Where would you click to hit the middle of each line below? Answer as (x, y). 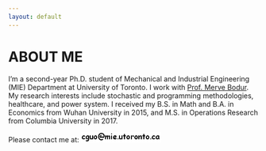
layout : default (35, 17)
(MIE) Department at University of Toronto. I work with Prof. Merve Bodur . (129, 87)
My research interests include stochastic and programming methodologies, (131, 96)
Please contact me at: (44, 139)
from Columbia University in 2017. (63, 121)
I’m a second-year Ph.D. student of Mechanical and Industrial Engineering (129, 78)
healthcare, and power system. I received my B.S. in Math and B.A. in (121, 104)
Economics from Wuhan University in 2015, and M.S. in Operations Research (133, 112)
